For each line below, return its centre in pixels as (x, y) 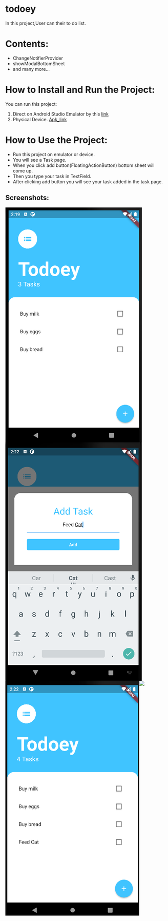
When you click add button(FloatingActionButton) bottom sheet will (83, 165)
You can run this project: (31, 104)
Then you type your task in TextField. (52, 176)
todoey (21, 9)
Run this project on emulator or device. (54, 154)
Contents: (27, 44)
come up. (23, 170)
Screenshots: (27, 198)
